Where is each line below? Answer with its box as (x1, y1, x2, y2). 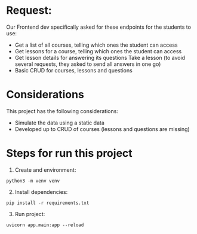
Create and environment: (14, 166, 76, 174)
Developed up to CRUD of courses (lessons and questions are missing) (14, 125, 190, 132)
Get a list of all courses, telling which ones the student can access (14, 41, 178, 48)
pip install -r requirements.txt (6, 200, 90, 206)
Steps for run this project (6, 147, 133, 160)
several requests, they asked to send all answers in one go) (14, 60, 161, 68)
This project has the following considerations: (6, 107, 118, 114)
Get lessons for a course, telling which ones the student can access (14, 47, 182, 54)
